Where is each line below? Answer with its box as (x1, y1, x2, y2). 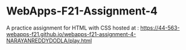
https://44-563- (140, 24, 180, 31)
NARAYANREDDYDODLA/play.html (6, 37, 92, 44)
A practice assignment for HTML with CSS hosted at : (6, 24, 139, 31)
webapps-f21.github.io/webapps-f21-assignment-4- (6, 30, 136, 37)
